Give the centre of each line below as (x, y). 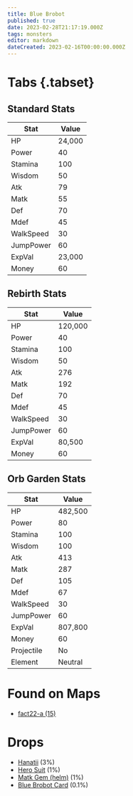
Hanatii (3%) (36, 762)
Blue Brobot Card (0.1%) (53, 785)
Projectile (27, 650)
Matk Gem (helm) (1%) (50, 777)
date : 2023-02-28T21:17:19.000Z (55, 27)
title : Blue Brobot (36, 14)
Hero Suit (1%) (39, 770)
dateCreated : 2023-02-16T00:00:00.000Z (66, 47)
